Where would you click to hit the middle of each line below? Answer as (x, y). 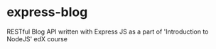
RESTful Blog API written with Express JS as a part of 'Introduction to (108, 31)
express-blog (47, 12)
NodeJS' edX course (37, 38)
